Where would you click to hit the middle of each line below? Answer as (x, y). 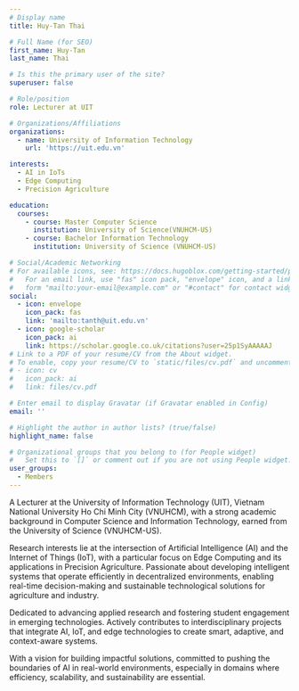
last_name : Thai (39, 59)
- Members (35, 477)
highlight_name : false (51, 436)
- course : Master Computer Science (91, 222)
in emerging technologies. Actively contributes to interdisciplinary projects (145, 621)
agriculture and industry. (54, 595)
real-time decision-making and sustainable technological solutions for (137, 586)
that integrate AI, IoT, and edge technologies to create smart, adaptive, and (146, 631)
